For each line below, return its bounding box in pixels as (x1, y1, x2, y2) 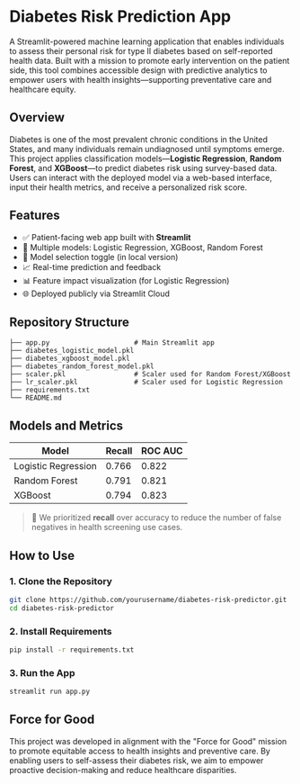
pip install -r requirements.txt (9, 645, 135, 654)
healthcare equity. (9, 84, 76, 95)
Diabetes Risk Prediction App (9, 6, 232, 27)
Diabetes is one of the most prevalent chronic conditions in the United (9, 133, 268, 145)
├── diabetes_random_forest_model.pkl (9, 362, 154, 371)
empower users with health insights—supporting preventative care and (9, 74, 272, 85)
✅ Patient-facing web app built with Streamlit (22, 231, 191, 242)
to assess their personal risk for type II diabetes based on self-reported (9, 45, 273, 56)
